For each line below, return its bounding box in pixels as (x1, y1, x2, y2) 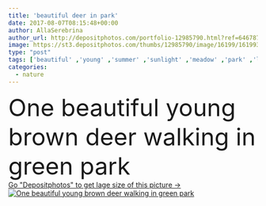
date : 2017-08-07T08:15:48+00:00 (8, 19, 119, 27)
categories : (8, 63, 47, 71)
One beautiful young (8, 92, 236, 123)
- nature (15, 71, 44, 78)
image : (8, 41, 30, 49)
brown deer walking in (8, 121, 256, 151)
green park (8, 151, 131, 181)
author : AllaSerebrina (8, 26, 83, 34)
